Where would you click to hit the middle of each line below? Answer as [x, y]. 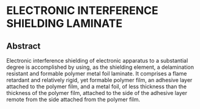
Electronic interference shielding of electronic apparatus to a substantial [97, 61]
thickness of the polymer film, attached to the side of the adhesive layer [97, 93]
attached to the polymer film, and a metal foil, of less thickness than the [97, 86]
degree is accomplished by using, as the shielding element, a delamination [100, 67]
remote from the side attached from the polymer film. [73, 99]
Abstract [24, 46]
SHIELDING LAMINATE [65, 23]
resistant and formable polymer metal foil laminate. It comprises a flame [97, 73]
